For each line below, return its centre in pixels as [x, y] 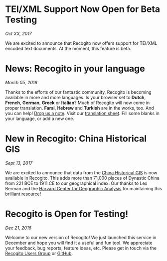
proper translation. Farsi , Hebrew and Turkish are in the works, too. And [80, 108]
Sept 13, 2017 [19, 163]
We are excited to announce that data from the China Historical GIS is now [81, 172]
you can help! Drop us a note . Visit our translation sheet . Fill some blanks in [82, 113]
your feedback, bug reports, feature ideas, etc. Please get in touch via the [81, 248]
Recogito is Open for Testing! [67, 214]
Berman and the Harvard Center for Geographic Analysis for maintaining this [83, 188]
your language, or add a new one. [40, 119]
